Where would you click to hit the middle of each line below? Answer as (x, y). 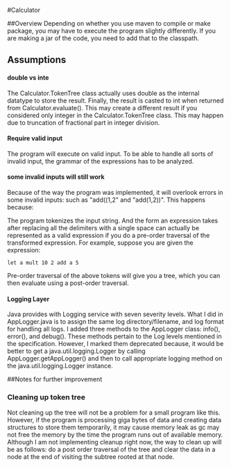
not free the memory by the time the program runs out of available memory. (115, 434)
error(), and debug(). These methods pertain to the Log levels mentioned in (114, 336)
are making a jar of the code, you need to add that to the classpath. (103, 38)
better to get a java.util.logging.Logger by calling (76, 351)
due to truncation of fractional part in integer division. (84, 122)
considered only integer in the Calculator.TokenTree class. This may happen (115, 115)
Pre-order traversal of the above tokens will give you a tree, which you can (114, 276)
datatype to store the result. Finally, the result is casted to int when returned (115, 101)
